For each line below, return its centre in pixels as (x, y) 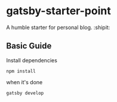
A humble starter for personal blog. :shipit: (58, 27)
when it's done (24, 82)
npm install (21, 71)
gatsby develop (25, 93)
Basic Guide (29, 46)
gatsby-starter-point (59, 11)
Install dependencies (32, 60)
